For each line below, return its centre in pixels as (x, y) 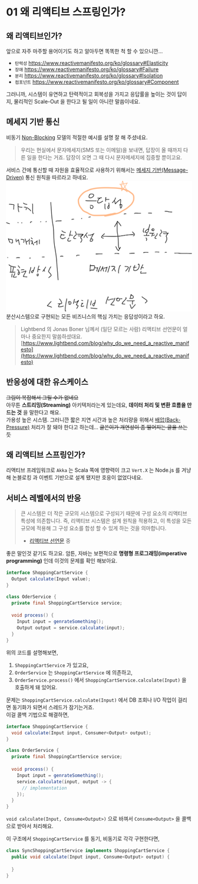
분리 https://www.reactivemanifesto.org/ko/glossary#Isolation (89, 75)
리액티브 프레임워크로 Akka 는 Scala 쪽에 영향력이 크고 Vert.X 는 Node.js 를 (93, 470)
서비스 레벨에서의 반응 (44, 498)
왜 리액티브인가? (34, 36)
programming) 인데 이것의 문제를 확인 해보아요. (62, 561)
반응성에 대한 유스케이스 (47, 382)
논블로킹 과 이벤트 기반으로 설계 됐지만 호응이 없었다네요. (77, 478)
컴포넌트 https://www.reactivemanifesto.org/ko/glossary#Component (97, 82)
